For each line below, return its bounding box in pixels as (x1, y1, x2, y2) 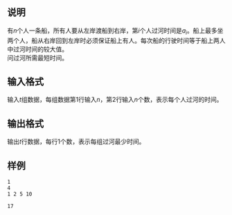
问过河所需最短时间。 (7, 53, 68, 62)
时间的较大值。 (25, 44, 68, 53)
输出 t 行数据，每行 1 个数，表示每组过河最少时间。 (7, 137, 145, 146)
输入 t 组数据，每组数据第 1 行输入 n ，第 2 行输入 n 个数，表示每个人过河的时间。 (7, 96, 223, 104)
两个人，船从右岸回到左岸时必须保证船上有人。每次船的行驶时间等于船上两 (7, 36, 220, 44)
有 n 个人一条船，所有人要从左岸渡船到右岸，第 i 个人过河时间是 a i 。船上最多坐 (7, 26, 224, 36)
